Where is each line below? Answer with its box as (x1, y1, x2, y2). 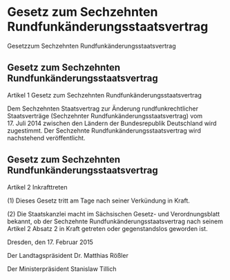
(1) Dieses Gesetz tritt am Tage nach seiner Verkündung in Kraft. (7, 196, 190, 205)
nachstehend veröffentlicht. (7, 133, 86, 142)
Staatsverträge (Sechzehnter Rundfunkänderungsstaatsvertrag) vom (7, 111, 203, 120)
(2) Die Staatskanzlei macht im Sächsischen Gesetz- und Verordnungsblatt (7, 209, 220, 218)
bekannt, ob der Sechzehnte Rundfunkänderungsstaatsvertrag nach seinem (7, 217, 223, 225)
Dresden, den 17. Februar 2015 (7, 238, 93, 246)
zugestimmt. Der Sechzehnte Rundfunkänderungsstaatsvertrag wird (7, 126, 202, 135)
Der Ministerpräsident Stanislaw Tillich (7, 264, 117, 273)
